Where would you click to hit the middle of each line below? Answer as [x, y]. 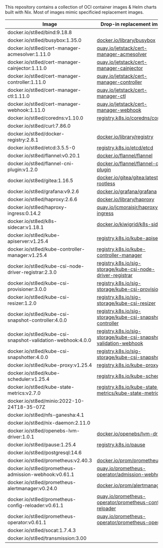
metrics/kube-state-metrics [129, 393]
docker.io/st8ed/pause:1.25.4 [42, 445]
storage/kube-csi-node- [126, 269]
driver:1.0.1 [21, 437]
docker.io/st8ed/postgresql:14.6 [45, 453]
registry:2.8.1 [23, 140]
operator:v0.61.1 [27, 522]
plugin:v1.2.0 [23, 170]
